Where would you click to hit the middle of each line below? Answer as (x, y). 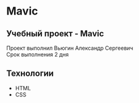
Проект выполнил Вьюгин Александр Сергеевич (70, 48)
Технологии (30, 74)
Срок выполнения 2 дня (37, 55)
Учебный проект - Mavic (55, 34)
